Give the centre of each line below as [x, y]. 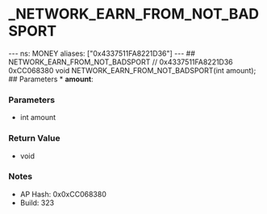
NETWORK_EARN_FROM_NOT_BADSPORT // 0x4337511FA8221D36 [121, 62]
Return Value [34, 138]
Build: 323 [37, 203]
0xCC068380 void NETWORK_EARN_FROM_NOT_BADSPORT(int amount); [132, 70]
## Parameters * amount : [51, 79]
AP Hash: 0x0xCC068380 [63, 194]
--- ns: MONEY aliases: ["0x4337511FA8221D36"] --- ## [102, 53]
